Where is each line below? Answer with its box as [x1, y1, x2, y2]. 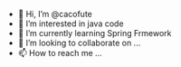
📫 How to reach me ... [17, 48, 102, 58]
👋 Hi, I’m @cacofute [17, 9, 92, 19]
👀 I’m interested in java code [17, 18, 124, 29]
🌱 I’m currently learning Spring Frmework [17, 28, 172, 38]
